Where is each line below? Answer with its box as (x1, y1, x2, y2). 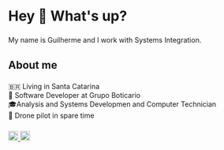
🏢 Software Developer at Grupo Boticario (8, 91, 140, 100)
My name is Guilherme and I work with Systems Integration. (8, 36, 202, 45)
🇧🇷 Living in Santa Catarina (8, 82, 100, 92)
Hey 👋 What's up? (8, 7, 128, 25)
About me (8, 58, 58, 72)
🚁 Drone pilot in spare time (8, 111, 95, 121)
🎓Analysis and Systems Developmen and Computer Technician (8, 99, 217, 109)
